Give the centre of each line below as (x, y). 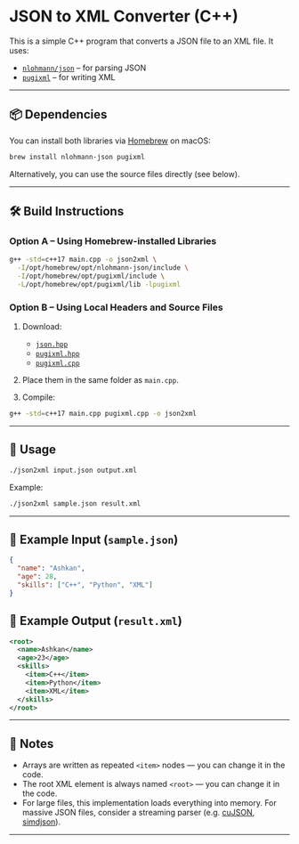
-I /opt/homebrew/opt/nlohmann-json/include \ (103, 268)
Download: (42, 327)
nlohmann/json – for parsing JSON (84, 68)
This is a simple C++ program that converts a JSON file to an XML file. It (141, 41)
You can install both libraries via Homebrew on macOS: (110, 141)
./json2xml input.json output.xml (73, 470)
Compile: (39, 397)
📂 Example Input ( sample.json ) (94, 539)
